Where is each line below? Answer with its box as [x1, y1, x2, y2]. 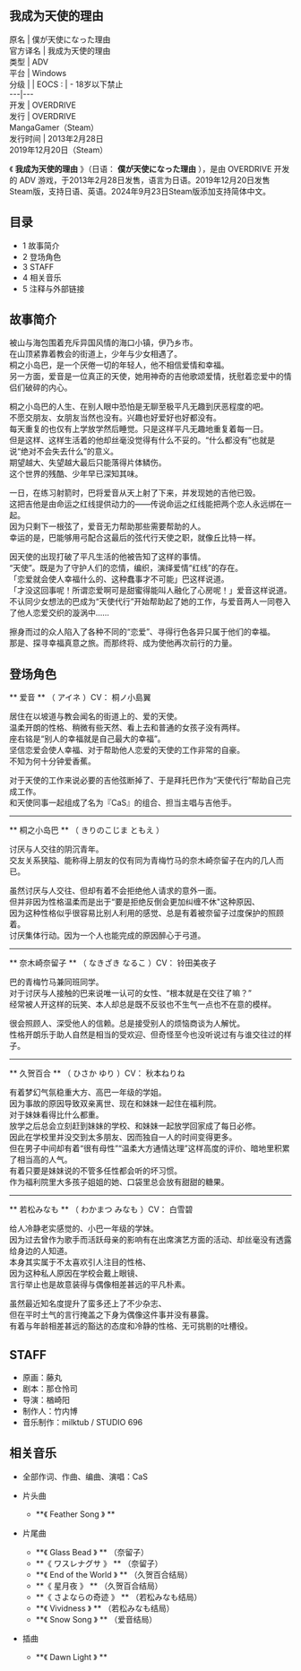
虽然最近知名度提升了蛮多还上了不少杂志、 [9, 1298, 167, 1309]
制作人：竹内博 [21, 1406, 78, 1416]
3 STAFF [21, 261, 55, 272]
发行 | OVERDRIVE [9, 110, 76, 121]
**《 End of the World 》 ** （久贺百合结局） [35, 1569, 193, 1580]
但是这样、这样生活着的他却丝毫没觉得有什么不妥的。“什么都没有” [9, 435, 253, 446]
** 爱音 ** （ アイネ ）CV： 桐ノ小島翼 [9, 692, 151, 703]
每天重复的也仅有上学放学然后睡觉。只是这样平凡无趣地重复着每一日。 [9, 424, 269, 435]
